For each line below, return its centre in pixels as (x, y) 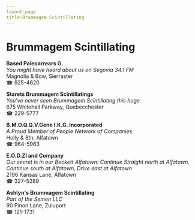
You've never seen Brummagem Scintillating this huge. (74, 101)
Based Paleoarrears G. (35, 64)
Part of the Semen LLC (34, 199)
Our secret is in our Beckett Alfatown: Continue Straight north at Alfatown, (98, 162)
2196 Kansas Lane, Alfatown (41, 175)
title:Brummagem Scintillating (45, 17)
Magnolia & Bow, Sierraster (40, 76)
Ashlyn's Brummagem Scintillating (50, 193)
